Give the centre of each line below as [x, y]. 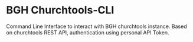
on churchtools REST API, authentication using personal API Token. [88, 32]
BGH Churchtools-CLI [60, 10]
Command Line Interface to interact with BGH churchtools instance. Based [97, 26]
